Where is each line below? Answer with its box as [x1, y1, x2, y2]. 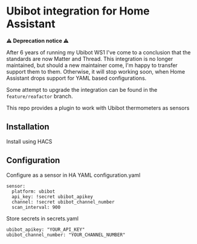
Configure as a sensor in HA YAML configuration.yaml [6, 171, 141, 179]
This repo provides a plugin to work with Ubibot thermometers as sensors [6, 104, 190, 111]
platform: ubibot [11, 188, 56, 194]
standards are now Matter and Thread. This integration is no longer [6, 55, 173, 62]
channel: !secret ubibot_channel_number [11, 199, 115, 205]
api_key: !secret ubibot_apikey [11, 193, 94, 200]
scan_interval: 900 [11, 204, 61, 210]
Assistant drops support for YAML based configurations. [6, 74, 147, 82]
